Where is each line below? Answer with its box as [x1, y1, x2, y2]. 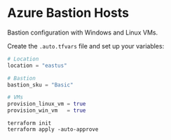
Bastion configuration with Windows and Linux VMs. [7, 28, 158, 37]
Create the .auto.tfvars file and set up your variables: [7, 42, 165, 50]
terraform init [7, 120, 52, 127]
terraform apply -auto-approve [7, 126, 99, 133]
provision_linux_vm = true [7, 101, 86, 108]
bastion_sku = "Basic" [7, 81, 74, 89]
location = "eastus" [7, 62, 68, 69]
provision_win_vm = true [7, 107, 86, 114]
